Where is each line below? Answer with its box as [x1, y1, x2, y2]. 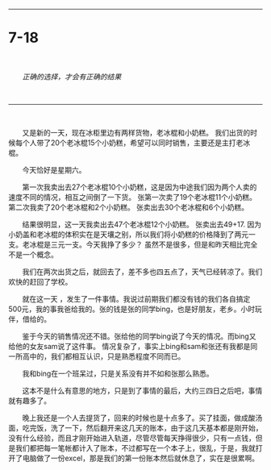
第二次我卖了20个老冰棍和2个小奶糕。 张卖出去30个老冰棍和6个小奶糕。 [8, 202, 249, 212]
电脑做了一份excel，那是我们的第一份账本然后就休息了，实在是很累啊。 [22, 453, 260, 463]
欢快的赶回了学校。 [8, 277, 73, 286]
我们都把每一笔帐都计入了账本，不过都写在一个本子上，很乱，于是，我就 [15, 443, 256, 452]
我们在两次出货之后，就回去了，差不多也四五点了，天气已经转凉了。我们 [22, 267, 263, 277]
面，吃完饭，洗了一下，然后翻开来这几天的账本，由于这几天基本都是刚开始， [8, 422, 263, 432]
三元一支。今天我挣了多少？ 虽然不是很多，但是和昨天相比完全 [50, 239, 258, 249]
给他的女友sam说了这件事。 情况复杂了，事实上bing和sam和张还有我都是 [8, 341, 251, 351]
